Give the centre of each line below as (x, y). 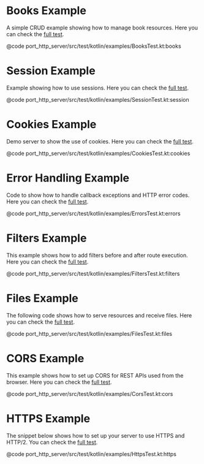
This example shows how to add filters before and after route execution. (97, 255)
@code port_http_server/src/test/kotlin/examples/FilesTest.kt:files (89, 333)
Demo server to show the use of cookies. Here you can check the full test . (100, 141)
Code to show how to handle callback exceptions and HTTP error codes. (98, 195)
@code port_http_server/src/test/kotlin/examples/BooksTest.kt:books (94, 46)
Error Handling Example (68, 178)
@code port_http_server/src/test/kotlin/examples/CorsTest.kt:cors (90, 394)
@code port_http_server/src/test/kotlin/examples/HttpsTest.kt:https (91, 454)
